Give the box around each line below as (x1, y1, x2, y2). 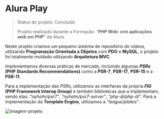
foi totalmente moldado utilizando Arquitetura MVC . (5, 53, 111, 59)
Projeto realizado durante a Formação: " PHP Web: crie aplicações (17, 28, 152, 34)
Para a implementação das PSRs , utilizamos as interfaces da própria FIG (5, 83, 152, 89)
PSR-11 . (5, 73, 21, 79)
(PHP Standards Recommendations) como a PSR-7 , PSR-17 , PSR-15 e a (5, 68, 153, 74)
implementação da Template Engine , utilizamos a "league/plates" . (5, 98, 140, 104)
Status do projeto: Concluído (17, 19, 75, 25)
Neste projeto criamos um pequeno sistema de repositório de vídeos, (5, 43, 146, 49)
